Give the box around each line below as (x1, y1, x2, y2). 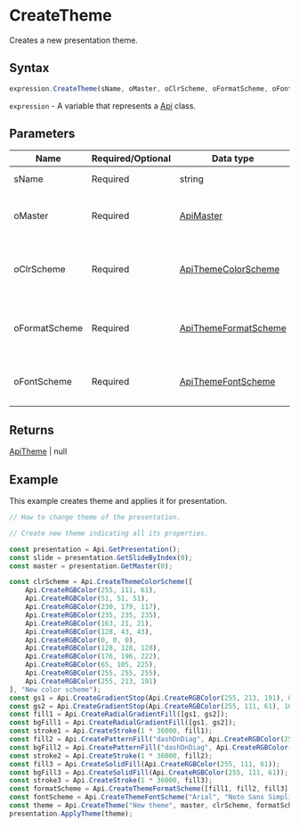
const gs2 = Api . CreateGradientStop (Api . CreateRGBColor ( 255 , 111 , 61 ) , (9, 701, 280, 710)
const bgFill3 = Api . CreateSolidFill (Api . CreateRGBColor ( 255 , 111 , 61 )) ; (9, 767, 289, 777)
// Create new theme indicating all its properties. (9, 529, 209, 538)
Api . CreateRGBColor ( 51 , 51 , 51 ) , (25, 594, 149, 604)
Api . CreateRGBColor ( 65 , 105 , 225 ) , (25, 661, 158, 669)
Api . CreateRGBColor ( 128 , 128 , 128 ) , (25, 644, 162, 653)
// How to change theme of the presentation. (9, 513, 181, 522)
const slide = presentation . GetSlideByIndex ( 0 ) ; (9, 553, 193, 562)
